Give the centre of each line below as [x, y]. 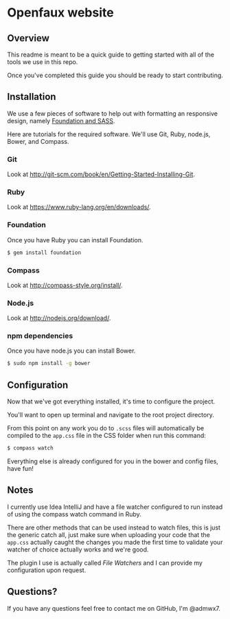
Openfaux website [61, 13]
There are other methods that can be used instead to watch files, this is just [114, 527]
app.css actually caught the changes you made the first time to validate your [115, 542]
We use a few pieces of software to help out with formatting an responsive [113, 113]
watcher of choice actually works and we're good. [78, 549]
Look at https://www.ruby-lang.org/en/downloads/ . [79, 207]
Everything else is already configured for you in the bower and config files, [113, 461]
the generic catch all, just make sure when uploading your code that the [109, 534]
